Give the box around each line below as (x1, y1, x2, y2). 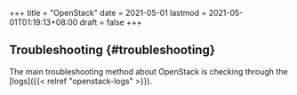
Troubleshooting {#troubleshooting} (9, 43, 216, 58)
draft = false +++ (79, 17, 142, 28)
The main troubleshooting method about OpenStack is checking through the (9, 66, 288, 76)
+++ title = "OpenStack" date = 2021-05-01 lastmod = (9, 8, 207, 18)
